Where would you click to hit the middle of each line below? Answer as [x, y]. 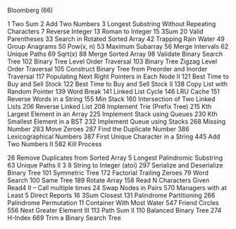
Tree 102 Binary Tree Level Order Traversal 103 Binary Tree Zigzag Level [112, 61]
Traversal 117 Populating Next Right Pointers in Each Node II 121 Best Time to [118, 76]
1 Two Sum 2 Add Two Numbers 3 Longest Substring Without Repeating [112, 24]
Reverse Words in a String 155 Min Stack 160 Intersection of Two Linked [111, 99]
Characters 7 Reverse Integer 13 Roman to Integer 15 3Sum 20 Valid [106, 31]
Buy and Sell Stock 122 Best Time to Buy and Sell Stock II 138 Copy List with [117, 84]
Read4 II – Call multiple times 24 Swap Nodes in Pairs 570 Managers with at [117, 188]
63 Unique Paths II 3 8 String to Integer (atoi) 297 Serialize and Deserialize [115, 165]
